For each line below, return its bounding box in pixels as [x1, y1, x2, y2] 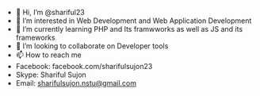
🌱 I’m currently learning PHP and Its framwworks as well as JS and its [15, 25, 243, 33]
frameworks [15, 33, 55, 42]
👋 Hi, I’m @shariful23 [15, 8, 85, 17]
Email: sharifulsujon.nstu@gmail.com [15, 79, 137, 87]
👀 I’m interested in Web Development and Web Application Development [15, 16, 252, 25]
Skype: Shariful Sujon [15, 70, 87, 79]
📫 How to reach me [15, 50, 82, 60]
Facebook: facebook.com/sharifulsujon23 [15, 62, 153, 71]
